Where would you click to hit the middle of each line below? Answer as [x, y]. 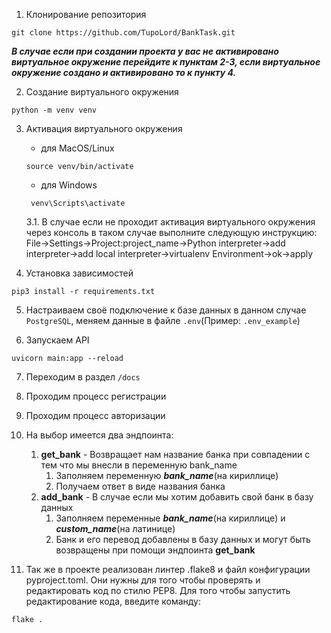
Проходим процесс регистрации [96, 396]
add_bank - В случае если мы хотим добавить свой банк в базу [177, 497]
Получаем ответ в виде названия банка [140, 486]
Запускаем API [57, 340]
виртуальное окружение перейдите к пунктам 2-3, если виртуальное [166, 62]
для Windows [69, 185]
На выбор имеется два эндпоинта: [99, 435]
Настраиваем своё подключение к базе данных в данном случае [166, 310]
